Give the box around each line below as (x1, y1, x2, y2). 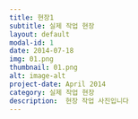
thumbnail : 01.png (9, 64, 78, 72)
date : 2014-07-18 (9, 47, 74, 55)
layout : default (9, 30, 70, 38)
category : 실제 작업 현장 (9, 88, 95, 97)
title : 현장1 (9, 13, 55, 22)
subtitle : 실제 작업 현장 (9, 21, 95, 30)
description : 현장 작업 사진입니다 (9, 96, 130, 106)
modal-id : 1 (9, 38, 54, 47)
